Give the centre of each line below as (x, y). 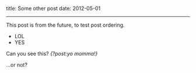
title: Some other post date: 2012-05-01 (53, 8)
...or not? (17, 65)
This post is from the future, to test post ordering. (65, 25)
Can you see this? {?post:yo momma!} (52, 54)
